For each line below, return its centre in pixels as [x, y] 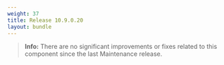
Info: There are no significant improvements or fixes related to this [121, 47]
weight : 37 [23, 14]
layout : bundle [30, 27]
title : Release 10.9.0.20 [45, 20]
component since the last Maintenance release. [93, 54]
